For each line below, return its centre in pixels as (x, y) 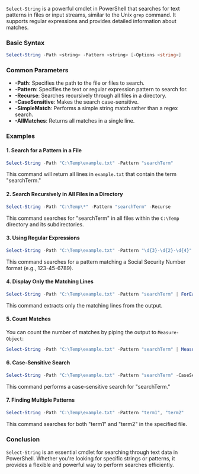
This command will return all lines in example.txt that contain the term (91, 174)
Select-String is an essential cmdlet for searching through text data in (92, 452)
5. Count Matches (29, 319)
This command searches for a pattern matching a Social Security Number (96, 262)
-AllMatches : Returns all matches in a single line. (75, 121)
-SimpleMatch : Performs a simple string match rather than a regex (96, 108)
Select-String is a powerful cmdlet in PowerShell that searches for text (93, 9)
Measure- (168, 332)
